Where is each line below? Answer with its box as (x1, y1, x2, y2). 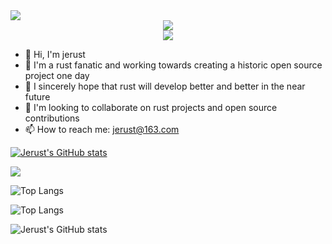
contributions (24, 112, 80, 124)
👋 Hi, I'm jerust (24, 49, 86, 60)
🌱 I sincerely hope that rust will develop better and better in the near (24, 80, 306, 92)
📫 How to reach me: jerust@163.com (24, 124, 180, 135)
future (24, 91, 51, 103)
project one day (24, 70, 90, 81)
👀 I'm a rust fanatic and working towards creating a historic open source (24, 59, 323, 71)
